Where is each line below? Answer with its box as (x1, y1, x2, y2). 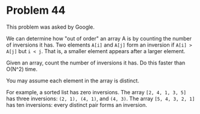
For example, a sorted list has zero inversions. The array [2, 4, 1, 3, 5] (6, 88, 187, 95)
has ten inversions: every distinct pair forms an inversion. (6, 101, 148, 108)
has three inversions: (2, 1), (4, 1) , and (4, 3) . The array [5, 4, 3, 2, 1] (6, 95, 195, 102)
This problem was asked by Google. (6, 23, 95, 30)
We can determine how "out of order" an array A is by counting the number (6, 35, 192, 42)
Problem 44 (6, 4, 66, 17)
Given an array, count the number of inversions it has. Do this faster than (6, 59, 186, 66)
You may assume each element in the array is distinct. (6, 77, 140, 84)
